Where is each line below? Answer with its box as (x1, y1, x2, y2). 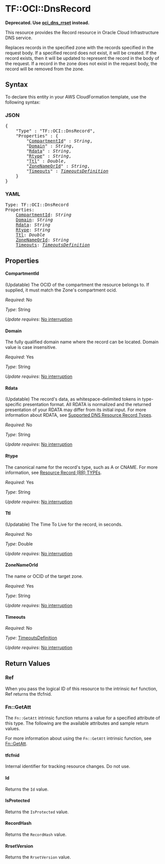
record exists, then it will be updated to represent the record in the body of (5, 55, 159, 61)
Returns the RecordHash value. (5, 831, 67, 837)
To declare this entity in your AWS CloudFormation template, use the (5, 93, 146, 100)
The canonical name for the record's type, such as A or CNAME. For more (5, 464, 158, 470)
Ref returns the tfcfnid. (5, 691, 52, 697)
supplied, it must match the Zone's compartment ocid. (5, 287, 117, 293)
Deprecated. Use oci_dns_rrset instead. (5, 20, 90, 26)
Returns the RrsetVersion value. (5, 854, 71, 860)
